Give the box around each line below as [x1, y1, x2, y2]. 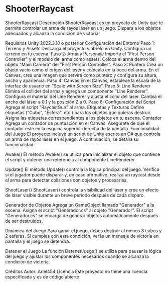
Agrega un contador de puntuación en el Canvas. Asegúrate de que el [5, 120, 150, 126]
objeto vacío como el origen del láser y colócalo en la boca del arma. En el [5, 66, 159, 73]
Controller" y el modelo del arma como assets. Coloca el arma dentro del [5, 56, 156, 62]
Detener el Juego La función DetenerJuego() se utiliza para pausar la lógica [5, 248, 162, 254]
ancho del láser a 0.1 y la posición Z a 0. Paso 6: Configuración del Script [5, 99, 155, 105]
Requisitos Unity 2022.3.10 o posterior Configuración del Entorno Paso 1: [5, 40, 155, 46]
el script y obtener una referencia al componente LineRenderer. [5, 156, 136, 162]
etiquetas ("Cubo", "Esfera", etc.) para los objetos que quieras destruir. [5, 109, 151, 116]
